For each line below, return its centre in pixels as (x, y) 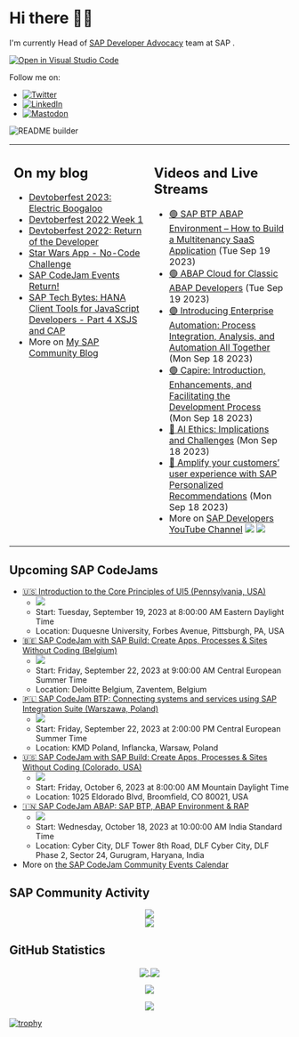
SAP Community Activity (80, 892)
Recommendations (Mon (220, 496)
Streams (182, 189)
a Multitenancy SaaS (212, 239)
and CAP (47, 331)
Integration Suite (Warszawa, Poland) (90, 709)
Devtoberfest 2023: (70, 198)
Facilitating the (199, 396)
